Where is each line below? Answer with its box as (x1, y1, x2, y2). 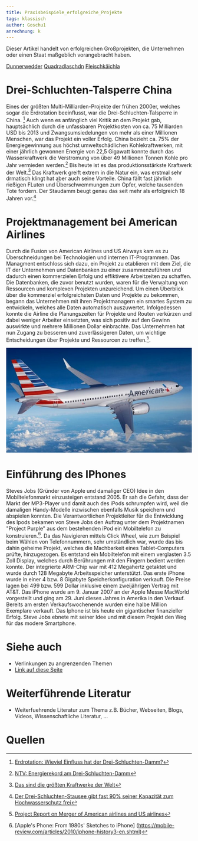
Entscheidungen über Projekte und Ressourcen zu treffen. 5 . (6, 335, 151, 343)
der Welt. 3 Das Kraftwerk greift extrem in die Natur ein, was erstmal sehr (6, 168, 183, 176)
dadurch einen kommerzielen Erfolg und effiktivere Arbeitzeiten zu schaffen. (6, 272, 192, 280)
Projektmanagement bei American (6, 215, 178, 228)
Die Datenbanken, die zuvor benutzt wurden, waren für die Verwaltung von (6, 279, 188, 286)
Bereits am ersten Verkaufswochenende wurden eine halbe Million (6, 601, 167, 608)
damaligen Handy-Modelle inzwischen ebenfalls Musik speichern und (6, 506, 176, 513)
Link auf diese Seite (14, 666, 63, 673)
